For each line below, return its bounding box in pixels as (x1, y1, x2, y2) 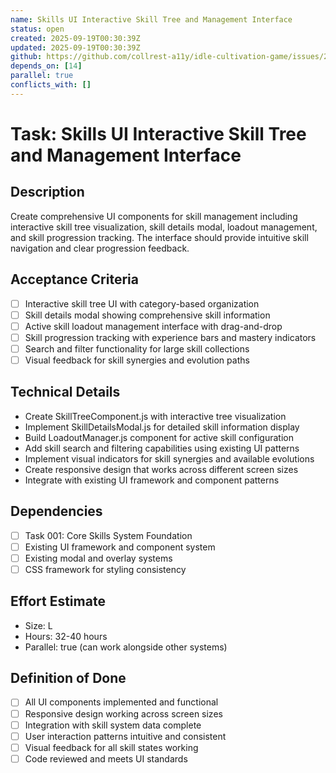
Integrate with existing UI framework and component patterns (24, 474, 280, 486)
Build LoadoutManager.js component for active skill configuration (24, 431, 294, 443)
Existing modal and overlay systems (24, 552, 173, 564)
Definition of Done (10, 670, 127, 687)
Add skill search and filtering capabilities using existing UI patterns (24, 442, 300, 454)
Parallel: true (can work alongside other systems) (24, 641, 228, 653)
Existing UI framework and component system (24, 541, 216, 553)
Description (10, 184, 85, 201)
